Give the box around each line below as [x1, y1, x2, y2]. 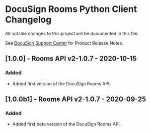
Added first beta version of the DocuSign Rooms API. [12, 121, 121, 127]
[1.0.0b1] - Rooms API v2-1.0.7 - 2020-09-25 [5, 95, 147, 104]
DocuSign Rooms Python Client [5, 3, 137, 15]
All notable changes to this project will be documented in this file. [5, 30, 139, 36]
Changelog [5, 14, 52, 25]
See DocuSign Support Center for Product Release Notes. [5, 40, 123, 46]
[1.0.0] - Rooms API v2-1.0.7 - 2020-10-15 [5, 55, 137, 63]
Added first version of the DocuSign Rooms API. [12, 80, 111, 86]
